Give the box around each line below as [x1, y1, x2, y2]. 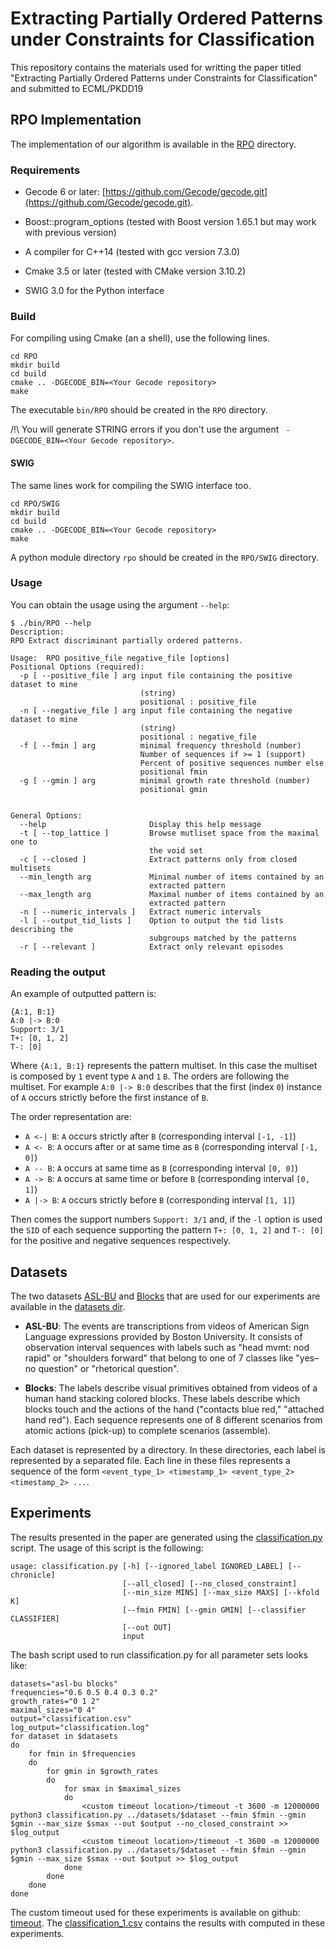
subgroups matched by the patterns [148, 933, 298, 943]
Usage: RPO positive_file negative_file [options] [10, 653, 230, 663]
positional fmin [139, 767, 208, 777]
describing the [10, 924, 74, 934]
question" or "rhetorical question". [38, 1362, 180, 1374]
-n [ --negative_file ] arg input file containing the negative [19, 705, 293, 716]
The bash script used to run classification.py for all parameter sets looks [10, 1648, 308, 1661]
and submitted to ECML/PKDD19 [10, 82, 144, 94]
